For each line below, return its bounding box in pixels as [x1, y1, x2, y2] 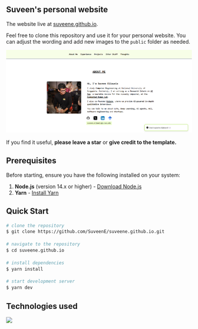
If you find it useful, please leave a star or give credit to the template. [6, 139, 177, 146]
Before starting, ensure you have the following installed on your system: [6, 171, 181, 179]
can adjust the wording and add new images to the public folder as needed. [6, 38, 190, 45]
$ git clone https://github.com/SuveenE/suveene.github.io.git [6, 229, 165, 235]
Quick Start [6, 206, 49, 216]
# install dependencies [6, 259, 65, 266]
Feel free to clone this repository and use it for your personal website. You [6, 32, 186, 39]
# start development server [6, 278, 75, 285]
